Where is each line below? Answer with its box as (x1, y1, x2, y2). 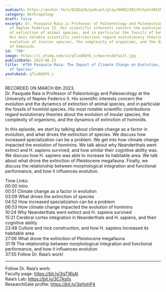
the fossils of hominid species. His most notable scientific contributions (5, 106, 151, 112)
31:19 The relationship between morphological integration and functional (5, 241, 152, 247)
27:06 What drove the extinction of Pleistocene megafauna (5, 235, 125, 241)
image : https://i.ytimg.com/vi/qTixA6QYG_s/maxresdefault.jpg (5, 53, 136, 58)
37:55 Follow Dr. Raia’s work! (5, 251, 64, 257)
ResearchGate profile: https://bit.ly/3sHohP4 (5, 281, 95, 287)
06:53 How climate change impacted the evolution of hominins (5, 204, 133, 210)
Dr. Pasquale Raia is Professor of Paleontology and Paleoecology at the (5, 90, 150, 96)
